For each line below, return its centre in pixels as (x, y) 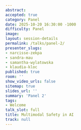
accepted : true (21, 15)
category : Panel (22, 19)
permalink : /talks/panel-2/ (35, 44)
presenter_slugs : (24, 48)
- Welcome (16, 105)
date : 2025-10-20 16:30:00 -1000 (41, 24)
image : (12, 34)
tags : (11, 100)
